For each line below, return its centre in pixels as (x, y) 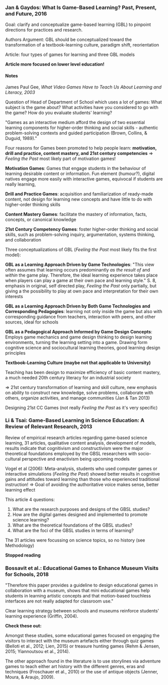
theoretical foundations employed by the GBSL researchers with (71, 453)
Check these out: (23, 626)
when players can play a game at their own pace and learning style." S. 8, (81, 280)
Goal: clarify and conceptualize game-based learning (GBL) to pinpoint (78, 24)
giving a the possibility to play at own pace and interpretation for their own (82, 291)
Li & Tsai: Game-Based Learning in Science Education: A (75, 420)
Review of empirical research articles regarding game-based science (76, 437)
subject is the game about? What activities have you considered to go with (82, 107)
